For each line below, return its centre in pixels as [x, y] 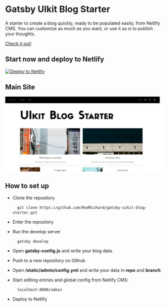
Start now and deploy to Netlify [55, 59]
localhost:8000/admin [40, 290]
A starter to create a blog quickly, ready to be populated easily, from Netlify [83, 23]
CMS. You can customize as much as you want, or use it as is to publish [79, 28]
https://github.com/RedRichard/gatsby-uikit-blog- [93, 208]
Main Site [20, 87]
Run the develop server [36, 232]
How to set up [27, 186]
